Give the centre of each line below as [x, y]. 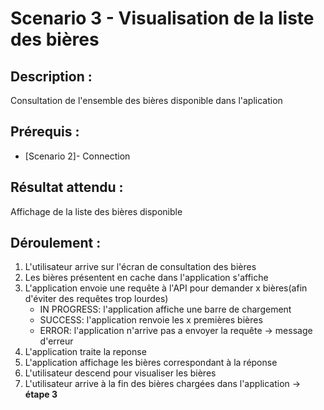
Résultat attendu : [67, 187]
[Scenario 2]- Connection [77, 156]
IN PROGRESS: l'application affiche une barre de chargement [165, 309]
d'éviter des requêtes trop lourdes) [96, 299]
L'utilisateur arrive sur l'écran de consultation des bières [140, 267]
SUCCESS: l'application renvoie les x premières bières [151, 320]
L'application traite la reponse [85, 352]
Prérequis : [45, 132]
